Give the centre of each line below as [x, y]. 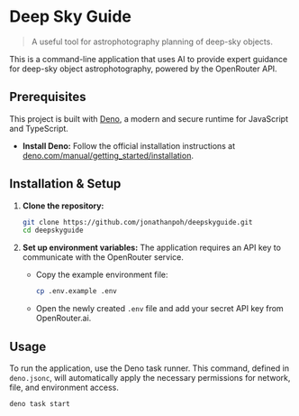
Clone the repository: [63, 206]
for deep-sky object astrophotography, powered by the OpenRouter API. [143, 69]
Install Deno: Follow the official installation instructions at [129, 145]
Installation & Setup [65, 184]
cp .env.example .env [76, 291]
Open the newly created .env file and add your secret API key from [159, 309]
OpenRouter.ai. [63, 319]
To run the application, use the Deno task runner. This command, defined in [149, 368]
